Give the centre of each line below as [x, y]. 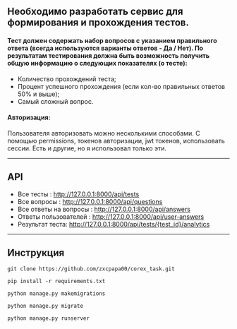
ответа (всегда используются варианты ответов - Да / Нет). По [105, 48]
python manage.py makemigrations [56, 294]
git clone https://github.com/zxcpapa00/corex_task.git [91, 269]
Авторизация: [29, 118]
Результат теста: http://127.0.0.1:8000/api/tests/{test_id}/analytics [114, 224]
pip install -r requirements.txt [56, 282]
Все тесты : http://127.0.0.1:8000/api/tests [78, 194]
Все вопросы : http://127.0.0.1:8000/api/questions [90, 201]
